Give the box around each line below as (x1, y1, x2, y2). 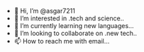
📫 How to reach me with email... (13, 37, 110, 45)
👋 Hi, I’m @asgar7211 (13, 7, 76, 15)
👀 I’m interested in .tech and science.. (13, 14, 124, 22)
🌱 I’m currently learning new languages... (13, 22, 134, 30)
